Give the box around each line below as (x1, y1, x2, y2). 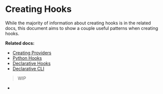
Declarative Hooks (12, 60, 51, 66)
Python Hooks (12, 55, 42, 61)
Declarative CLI (12, 66, 45, 72)
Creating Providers (12, 50, 52, 56)
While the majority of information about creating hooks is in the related (5, 20, 151, 26)
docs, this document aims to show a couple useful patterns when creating (5, 25, 158, 31)
